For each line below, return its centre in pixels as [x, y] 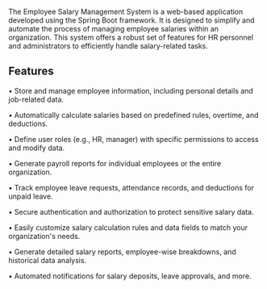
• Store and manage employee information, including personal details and [131, 90]
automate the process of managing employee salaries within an [114, 29]
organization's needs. [44, 236]
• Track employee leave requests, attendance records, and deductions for [131, 187]
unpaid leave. [31, 196]
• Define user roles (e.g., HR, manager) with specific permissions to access [134, 139]
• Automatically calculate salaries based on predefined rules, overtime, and [133, 115]
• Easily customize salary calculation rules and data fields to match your [128, 227]
